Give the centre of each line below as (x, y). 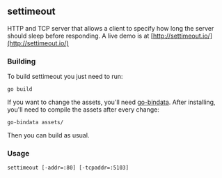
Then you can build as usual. (48, 135)
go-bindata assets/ (35, 123)
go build (20, 89)
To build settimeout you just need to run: (65, 77)
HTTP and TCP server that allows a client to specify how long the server (111, 28)
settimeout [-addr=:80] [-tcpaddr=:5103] (68, 168)
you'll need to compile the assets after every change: (84, 110)
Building (22, 61)
